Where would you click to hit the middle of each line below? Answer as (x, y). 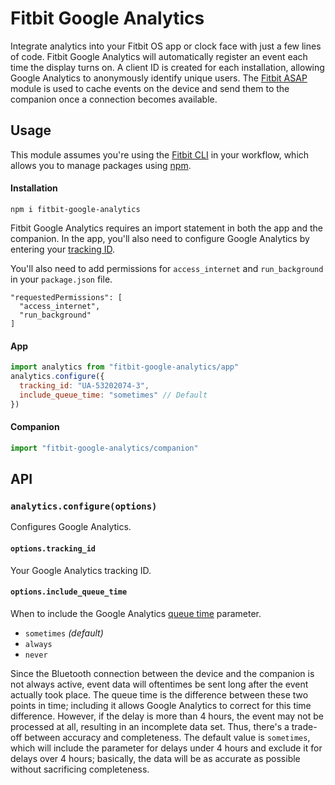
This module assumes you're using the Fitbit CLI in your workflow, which (160, 154)
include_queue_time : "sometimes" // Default (113, 395)
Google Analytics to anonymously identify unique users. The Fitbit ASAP (159, 78)
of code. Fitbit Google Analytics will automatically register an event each (159, 56)
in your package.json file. (61, 279)
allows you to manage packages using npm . (101, 165)
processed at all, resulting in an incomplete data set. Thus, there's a (150, 726)
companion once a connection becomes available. (114, 99)
